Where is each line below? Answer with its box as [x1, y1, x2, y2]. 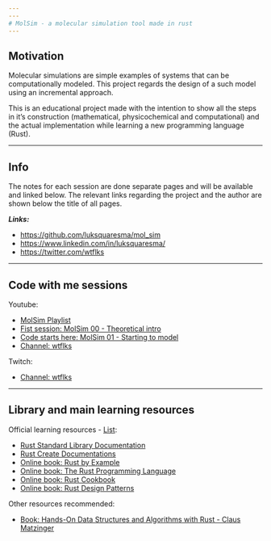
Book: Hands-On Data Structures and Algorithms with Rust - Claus [19, 514, 241, 524]
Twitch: [8, 356, 33, 366]
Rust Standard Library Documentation [19, 440, 146, 450]
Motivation [8, 49, 65, 63]
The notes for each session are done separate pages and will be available [8, 182, 253, 191]
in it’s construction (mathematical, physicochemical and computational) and [8, 112, 260, 122]
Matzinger [19, 522, 55, 533]
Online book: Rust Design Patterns [19, 483, 135, 493]
